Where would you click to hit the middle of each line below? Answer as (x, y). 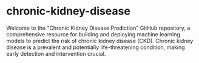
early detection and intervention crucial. (56, 53)
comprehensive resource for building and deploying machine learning (93, 34)
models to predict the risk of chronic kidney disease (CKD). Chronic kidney (100, 41)
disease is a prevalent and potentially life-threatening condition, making (96, 47)
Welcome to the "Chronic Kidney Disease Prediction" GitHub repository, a (98, 28)
